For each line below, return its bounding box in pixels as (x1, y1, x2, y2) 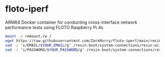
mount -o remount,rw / (5, 34, 52, 39)
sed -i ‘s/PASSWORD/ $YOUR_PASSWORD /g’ (5, 47, 84, 52)
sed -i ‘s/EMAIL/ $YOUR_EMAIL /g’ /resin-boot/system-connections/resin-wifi (5, 43, 164, 48)
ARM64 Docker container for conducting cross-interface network (5, 19, 137, 25)
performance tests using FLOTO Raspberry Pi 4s (5, 24, 104, 30)
